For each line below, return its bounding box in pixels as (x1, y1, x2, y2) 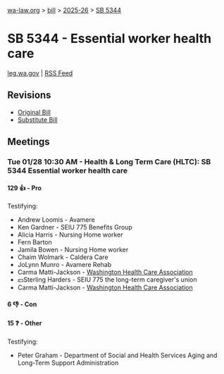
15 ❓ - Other (7, 319, 42, 328)
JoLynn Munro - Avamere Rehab (17, 261, 112, 269)
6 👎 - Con (7, 299, 37, 308)
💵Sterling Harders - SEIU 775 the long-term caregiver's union (17, 275, 197, 284)
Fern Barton (17, 238, 52, 247)
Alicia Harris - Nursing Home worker (17, 230, 123, 239)
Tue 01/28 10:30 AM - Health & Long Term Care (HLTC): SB (7, 157, 211, 167)
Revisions (7, 89, 51, 101)
